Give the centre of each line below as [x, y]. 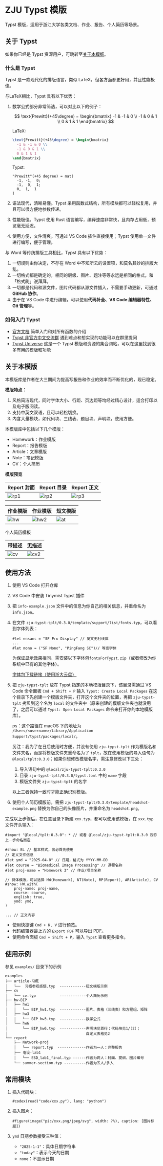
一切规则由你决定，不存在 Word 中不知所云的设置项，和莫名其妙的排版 [83, 263]
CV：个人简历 [26, 464]
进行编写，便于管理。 [33, 242]
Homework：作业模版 [34, 439]
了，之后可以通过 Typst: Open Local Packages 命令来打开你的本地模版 [82, 709]
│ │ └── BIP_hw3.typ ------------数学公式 [53, 1019]
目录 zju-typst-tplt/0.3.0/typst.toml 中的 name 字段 [73, 775]
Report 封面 [21, 487]
